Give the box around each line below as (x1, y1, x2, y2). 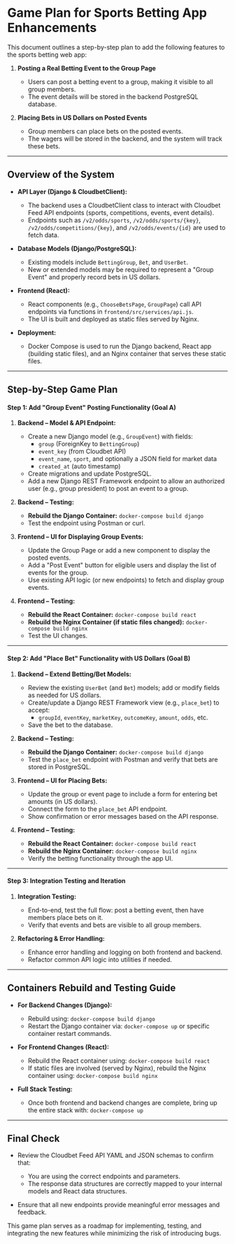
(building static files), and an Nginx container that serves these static (27, 349, 227, 358)
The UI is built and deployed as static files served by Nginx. (27, 315, 199, 323)
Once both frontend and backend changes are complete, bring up (27, 1098, 218, 1107)
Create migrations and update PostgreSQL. (27, 469, 152, 478)
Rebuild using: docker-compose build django (27, 1014, 155, 1023)
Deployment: (17, 328, 57, 337)
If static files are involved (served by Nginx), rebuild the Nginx (27, 1063, 206, 1072)
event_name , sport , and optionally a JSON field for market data (38, 455, 218, 463)
